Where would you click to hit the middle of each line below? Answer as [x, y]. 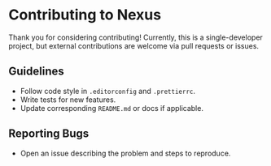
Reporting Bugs [49, 134]
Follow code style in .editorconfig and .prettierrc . [108, 91]
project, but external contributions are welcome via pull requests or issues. [133, 45]
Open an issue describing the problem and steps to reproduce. [125, 153]
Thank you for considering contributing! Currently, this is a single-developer [135, 37]
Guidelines [36, 72]
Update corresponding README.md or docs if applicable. [111, 108]
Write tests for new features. [68, 100]
